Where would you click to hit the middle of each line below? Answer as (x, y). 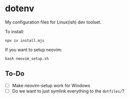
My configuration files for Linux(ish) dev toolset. (53, 22)
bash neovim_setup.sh (27, 59)
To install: (15, 31)
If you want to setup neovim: (34, 49)
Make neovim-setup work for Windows (51, 85)
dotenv (20, 9)
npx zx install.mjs (25, 40)
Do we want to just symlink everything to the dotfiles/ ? (68, 91)
